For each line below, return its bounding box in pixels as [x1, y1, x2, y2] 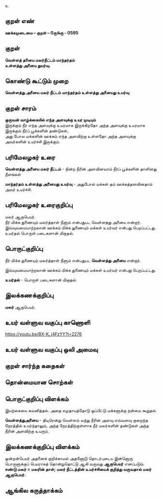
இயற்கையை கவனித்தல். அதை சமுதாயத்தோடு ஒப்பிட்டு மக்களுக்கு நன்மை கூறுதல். [5, 408, 157, 414]
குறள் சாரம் [5, 104, 36, 112]
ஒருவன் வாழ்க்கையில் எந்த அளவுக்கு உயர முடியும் [5, 117, 96, 123]
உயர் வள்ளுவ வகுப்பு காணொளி [5, 318, 90, 326]
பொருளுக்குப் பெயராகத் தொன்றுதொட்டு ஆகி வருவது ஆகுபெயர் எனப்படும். [5, 461, 145, 467]
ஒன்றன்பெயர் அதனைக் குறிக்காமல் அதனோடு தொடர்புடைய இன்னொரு [5, 455, 133, 461]
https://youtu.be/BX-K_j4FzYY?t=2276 [5, 331, 82, 337]
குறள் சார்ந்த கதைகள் [5, 362, 65, 370]
